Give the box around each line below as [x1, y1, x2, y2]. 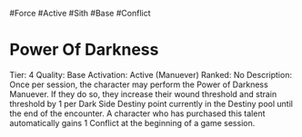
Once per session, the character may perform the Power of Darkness [9, 79, 268, 90]
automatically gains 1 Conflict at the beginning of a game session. [9, 117, 256, 128]
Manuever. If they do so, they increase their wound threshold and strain [9, 88, 277, 99]
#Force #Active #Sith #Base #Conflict [9, 8, 152, 18]
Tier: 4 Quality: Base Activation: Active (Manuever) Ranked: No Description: [9, 69, 293, 80]
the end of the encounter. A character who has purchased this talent [9, 108, 266, 119]
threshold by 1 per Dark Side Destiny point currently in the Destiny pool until [9, 98, 294, 109]
